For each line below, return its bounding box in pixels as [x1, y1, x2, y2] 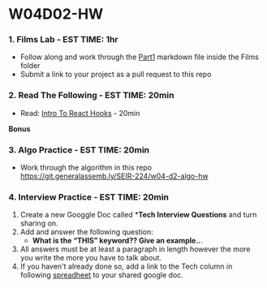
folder [19, 61, 41, 71]
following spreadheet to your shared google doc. [19, 270, 184, 280]
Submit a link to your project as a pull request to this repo [19, 70, 212, 80]
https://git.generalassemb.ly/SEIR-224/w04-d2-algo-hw [19, 171, 209, 181]
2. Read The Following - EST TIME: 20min [8, 90, 174, 101]
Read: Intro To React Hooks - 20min [19, 108, 140, 118]
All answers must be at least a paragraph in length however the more [19, 244, 251, 254]
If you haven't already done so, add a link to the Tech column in [19, 261, 233, 272]
